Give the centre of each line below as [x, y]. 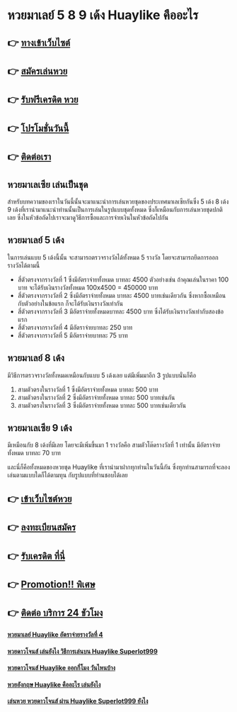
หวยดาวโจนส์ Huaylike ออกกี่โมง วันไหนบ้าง [61, 668]
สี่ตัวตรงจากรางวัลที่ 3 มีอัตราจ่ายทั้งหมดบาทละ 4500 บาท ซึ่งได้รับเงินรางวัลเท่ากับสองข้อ [121, 311]
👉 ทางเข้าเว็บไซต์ [39, 43]
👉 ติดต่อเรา [29, 157]
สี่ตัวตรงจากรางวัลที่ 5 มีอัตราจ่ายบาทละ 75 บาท [73, 335]
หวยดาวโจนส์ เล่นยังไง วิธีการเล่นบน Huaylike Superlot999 [82, 651]
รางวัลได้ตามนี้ [24, 265]
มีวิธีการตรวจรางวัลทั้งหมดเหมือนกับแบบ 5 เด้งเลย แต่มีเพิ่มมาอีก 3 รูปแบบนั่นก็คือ [102, 375]
